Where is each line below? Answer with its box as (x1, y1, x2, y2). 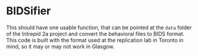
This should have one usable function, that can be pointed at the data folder (6, 24, 192, 31)
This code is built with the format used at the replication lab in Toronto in (6, 36, 184, 43)
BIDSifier (6, 4, 51, 18)
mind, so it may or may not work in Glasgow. (6, 43, 115, 50)
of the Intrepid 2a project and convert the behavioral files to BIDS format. (6, 30, 185, 37)
